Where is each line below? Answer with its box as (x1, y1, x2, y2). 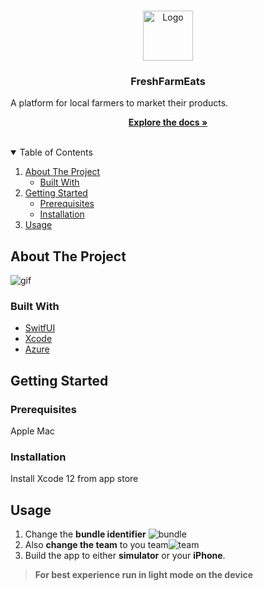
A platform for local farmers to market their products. (10, 97, 229, 109)
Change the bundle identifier (24, 528, 147, 540)
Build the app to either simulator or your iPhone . (24, 550, 226, 562)
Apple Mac (10, 425, 55, 437)
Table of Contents (19, 146, 93, 159)
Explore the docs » (128, 116, 208, 129)
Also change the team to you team (24, 539, 169, 551)
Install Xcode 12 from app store (10, 473, 139, 485)
